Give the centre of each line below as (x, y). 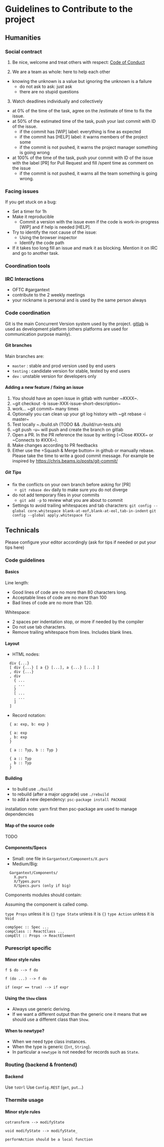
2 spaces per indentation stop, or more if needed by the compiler (78, 622)
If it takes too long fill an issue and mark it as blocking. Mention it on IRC (85, 248)
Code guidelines (25, 560)
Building (14, 778)
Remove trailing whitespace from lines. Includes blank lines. (72, 632)
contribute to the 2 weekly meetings (48, 295)
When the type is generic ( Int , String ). (51, 1047)
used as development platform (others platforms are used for (67, 329)
